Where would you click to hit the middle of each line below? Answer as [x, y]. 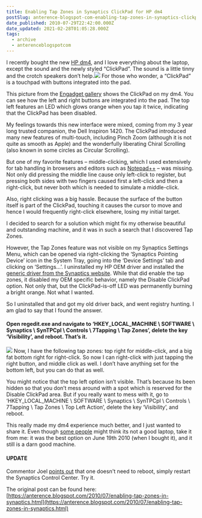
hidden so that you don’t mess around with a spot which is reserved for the [99, 388]
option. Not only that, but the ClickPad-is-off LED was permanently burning [99, 286]
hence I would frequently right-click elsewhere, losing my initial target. [93, 211]
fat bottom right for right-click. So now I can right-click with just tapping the [100, 357]
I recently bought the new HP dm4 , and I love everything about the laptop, [98, 62]
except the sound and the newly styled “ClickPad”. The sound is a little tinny [100, 68]
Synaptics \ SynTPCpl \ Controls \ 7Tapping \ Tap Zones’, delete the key [97, 330]
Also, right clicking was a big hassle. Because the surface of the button [94, 199]
